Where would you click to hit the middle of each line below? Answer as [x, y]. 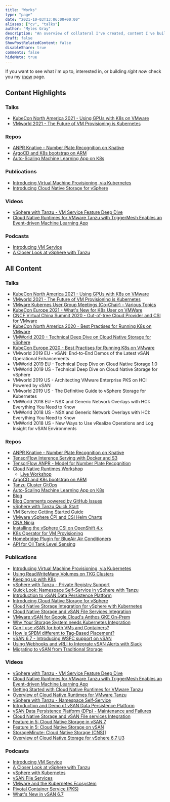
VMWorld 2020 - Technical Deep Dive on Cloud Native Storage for [82, 337]
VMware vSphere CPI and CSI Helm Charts [57, 517]
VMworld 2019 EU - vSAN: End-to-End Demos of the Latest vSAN [81, 353]
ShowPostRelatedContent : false [38, 43]
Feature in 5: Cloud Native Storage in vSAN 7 [59, 721]
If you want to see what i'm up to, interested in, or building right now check [83, 71]
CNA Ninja [23, 523]
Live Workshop [36, 474]
